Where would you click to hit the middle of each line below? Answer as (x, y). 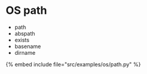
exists (22, 40)
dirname (25, 52)
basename (28, 46)
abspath (25, 33)
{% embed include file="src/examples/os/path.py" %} (73, 64)
